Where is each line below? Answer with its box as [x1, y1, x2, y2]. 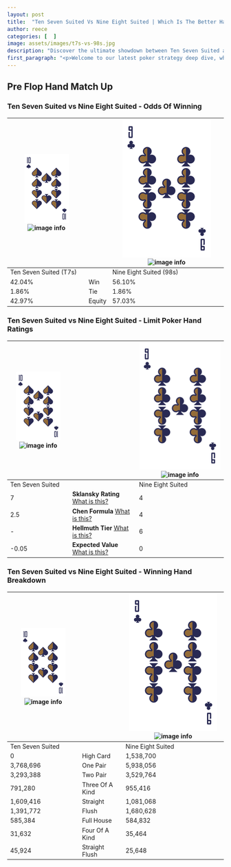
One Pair [82, 761, 107, 770]
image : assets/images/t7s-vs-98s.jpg [7, 40, 115, 47]
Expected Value [71, 541, 119, 549]
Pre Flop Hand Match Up [7, 81, 113, 93]
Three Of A [82, 780, 113, 789]
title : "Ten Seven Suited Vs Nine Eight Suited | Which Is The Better [7, 18, 217, 25]
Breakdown [7, 575, 46, 585]
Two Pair [82, 771, 107, 779]
